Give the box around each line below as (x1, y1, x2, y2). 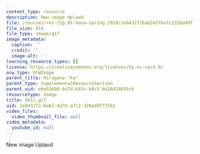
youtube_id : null (11, 125, 55, 131)
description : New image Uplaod (6, 14, 84, 20)
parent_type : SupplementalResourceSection (6, 81, 113, 87)
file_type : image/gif (6, 31, 60, 37)
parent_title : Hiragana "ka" (6, 75, 79, 81)
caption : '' (11, 42, 42, 48)
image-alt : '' (11, 53, 46, 59)
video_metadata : (6, 120, 46, 125)
